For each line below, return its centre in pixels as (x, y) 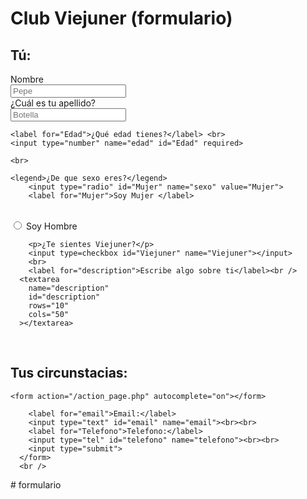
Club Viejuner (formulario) (121, 18)
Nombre (27, 79)
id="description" (64, 297)
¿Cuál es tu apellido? (53, 103)
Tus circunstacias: (69, 373)
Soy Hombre (51, 226)
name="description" (69, 288)
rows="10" (49, 306)
